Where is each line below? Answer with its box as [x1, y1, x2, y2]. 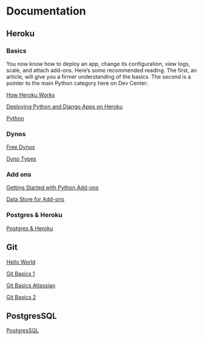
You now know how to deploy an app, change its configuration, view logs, [6, 60, 191, 67]
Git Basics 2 [6, 293, 36, 301]
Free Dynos [6, 143, 35, 151]
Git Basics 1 [6, 270, 35, 277]
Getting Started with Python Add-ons [6, 184, 99, 191]
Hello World [6, 258, 36, 266]
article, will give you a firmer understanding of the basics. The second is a [6, 73, 191, 80]
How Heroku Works [6, 91, 55, 98]
